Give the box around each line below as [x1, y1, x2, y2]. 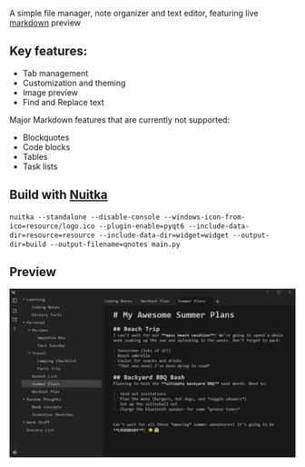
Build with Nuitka [9, 187, 108, 203]
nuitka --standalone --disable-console [9, 213, 161, 222]
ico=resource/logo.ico [9, 222, 95, 231]
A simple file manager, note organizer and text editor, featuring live [9, 8, 259, 18]
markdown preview [9, 17, 82, 28]
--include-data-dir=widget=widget [98, 231, 230, 240]
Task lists [22, 161, 58, 172]
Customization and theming [22, 77, 126, 88]
